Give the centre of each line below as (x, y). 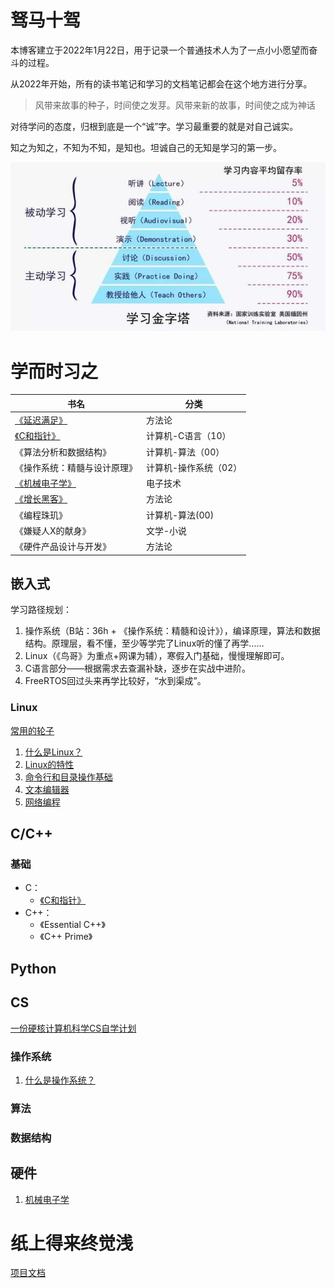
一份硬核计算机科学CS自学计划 (73, 1028)
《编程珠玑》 (41, 515)
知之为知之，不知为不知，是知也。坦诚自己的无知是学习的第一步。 (146, 147)
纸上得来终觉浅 (72, 1243)
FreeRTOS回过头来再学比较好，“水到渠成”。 (115, 681)
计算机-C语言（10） (189, 436)
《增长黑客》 (41, 499)
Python (33, 968)
